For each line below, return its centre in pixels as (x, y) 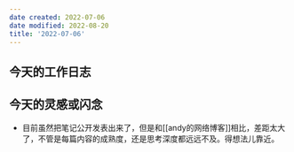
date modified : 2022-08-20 (59, 26)
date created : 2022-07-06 (57, 17)
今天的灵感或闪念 (56, 105)
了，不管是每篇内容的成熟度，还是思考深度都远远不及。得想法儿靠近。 (151, 139)
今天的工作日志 (50, 72)
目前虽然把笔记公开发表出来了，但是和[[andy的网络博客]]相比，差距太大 (154, 127)
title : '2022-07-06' (48, 34)
